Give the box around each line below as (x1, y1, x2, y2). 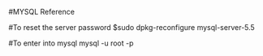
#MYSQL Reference (8, 7, 75, 16)
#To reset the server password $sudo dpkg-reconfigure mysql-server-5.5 (8, 23, 256, 32)
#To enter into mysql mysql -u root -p (8, 38, 134, 48)
